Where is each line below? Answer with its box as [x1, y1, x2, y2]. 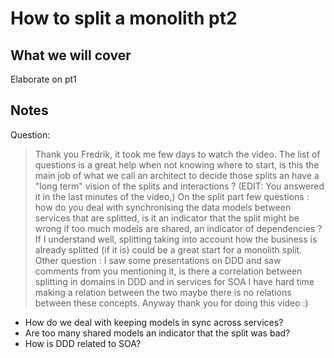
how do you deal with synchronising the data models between [34, 201, 292, 213]
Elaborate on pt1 [10, 73, 77, 85]
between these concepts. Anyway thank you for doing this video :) [34, 297, 309, 309]
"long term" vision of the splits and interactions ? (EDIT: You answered [34, 180, 325, 192]
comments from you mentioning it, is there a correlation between [34, 265, 303, 277]
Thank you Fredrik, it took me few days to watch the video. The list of [34, 148, 321, 160]
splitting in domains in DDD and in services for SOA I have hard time [34, 275, 315, 287]
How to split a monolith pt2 [10, 7, 238, 30]
